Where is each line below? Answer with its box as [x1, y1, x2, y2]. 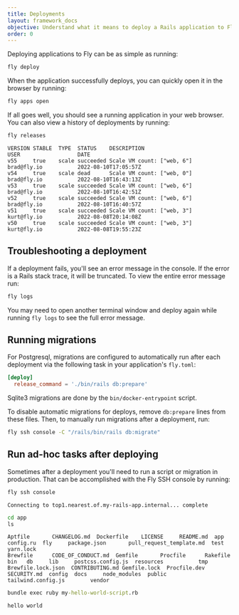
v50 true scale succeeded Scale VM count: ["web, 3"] [7, 219, 193, 226]
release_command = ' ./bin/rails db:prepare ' [14, 381, 148, 388]
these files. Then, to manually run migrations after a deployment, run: [7, 415, 210, 424]
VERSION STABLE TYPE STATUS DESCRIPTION [7, 144, 144, 152]
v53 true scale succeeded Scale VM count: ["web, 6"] [7, 182, 193, 189]
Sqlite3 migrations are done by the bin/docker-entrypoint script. [7, 394, 197, 402]
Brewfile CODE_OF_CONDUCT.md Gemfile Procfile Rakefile [7, 552, 231, 559]
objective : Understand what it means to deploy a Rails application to [7, 23, 224, 31]
